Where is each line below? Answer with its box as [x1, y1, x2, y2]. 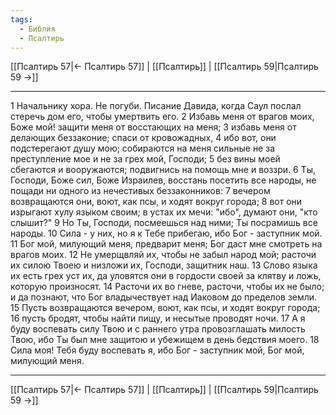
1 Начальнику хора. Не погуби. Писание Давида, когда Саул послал [10, 100, 302, 112]
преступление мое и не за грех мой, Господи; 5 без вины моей [10, 153, 281, 165]
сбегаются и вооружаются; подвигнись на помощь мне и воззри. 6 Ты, [10, 164, 317, 176]
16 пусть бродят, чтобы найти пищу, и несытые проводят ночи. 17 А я [10, 312, 306, 325]
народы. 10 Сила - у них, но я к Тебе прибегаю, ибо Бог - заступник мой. [10, 227, 323, 240]
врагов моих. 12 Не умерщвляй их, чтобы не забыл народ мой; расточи [10, 249, 317, 261]
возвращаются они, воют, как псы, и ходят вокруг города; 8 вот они [10, 196, 303, 208]
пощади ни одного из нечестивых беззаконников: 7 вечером [10, 185, 271, 197]
